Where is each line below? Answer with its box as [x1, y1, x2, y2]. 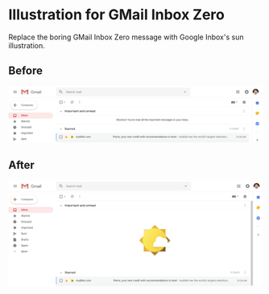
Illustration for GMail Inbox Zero [8, 6, 226, 24]
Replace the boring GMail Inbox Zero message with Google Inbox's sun [8, 32, 244, 42]
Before [8, 64, 43, 78]
